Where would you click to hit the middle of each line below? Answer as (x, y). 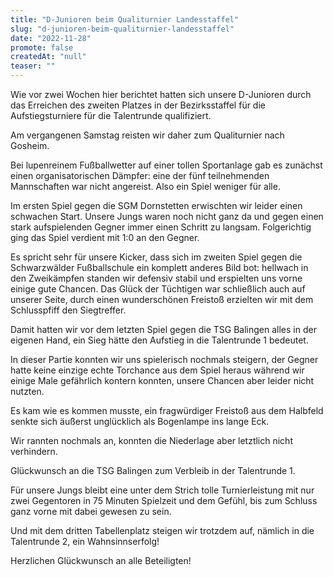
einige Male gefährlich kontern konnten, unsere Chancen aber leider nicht (162, 380)
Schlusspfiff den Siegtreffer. (68, 310)
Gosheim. (30, 145)
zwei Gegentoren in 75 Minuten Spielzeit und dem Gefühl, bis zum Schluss (164, 500)
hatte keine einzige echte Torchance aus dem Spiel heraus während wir (157, 370)
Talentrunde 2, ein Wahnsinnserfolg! (85, 541)
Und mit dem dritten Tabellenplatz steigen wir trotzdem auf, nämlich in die (162, 530)
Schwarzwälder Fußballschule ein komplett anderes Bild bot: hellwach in (159, 267)
